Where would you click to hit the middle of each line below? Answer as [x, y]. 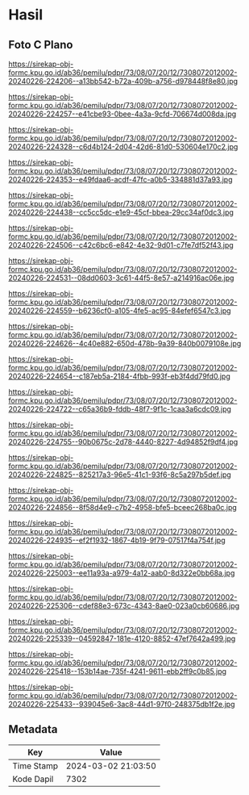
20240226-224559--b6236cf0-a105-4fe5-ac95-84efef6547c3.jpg [120, 311]
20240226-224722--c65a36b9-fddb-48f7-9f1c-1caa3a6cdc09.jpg [120, 409]
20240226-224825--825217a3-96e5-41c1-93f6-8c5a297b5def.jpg [120, 475]
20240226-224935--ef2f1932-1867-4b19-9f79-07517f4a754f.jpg [117, 540]
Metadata [33, 729]
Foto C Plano [41, 45]
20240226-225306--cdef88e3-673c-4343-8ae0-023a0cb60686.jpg [124, 606]
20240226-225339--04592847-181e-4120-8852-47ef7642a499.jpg [122, 638]
